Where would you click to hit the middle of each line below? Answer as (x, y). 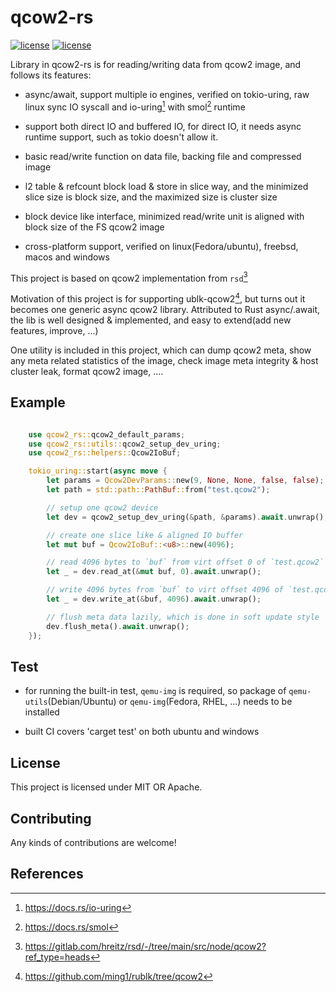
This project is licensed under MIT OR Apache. (106, 787)
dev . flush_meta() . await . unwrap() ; (118, 626)
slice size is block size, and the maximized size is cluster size (151, 197)
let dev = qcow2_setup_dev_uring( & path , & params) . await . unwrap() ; (187, 517)
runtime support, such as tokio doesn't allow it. (121, 137)
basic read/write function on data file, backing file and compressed (163, 156)
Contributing (51, 818)
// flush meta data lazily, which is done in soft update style (183, 617)
